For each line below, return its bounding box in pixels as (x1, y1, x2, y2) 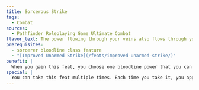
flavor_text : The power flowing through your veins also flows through (6, 36, 187, 42)
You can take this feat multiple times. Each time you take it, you (11, 75, 184, 81)
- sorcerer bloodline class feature (11, 47, 102, 53)
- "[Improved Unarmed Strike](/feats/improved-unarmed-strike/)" (11, 53, 176, 59)
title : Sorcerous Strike (6, 8, 68, 15)
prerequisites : (6, 42, 44, 48)
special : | (6, 69, 33, 75)
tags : (6, 14, 20, 20)
